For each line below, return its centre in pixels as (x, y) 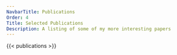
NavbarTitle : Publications (41, 12)
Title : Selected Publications (45, 23)
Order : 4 (17, 18)
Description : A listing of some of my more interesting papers (89, 29)
